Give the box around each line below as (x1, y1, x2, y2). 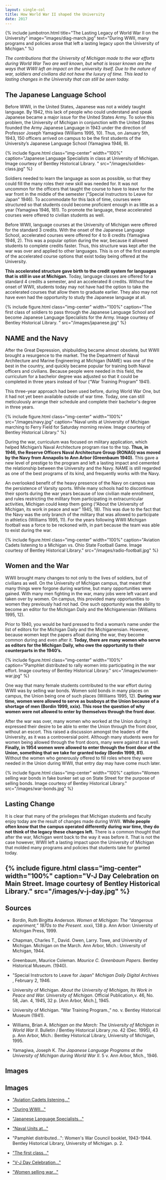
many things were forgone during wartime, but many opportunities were (5, 585, 152, 591)
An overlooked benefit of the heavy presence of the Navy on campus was (5, 480, 156, 486)
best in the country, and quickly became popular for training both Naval (5, 363, 151, 369)
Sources (5, 904, 32, 913)
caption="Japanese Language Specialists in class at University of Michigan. (5, 155, 159, 161)
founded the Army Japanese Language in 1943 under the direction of (5, 125, 146, 131)
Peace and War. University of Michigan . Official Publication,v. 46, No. (12, 992, 154, 998)
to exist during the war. (5, 527, 52, 533)
